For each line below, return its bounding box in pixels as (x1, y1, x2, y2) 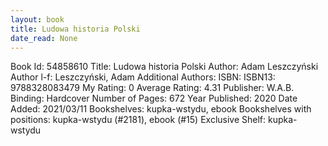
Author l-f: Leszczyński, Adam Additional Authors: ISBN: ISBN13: (10, 71, 276, 83)
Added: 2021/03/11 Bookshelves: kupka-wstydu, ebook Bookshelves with (10, 103, 312, 115)
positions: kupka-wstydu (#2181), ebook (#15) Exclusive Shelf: (10, 114, 267, 126)
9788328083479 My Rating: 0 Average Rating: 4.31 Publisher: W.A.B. (10, 82, 295, 94)
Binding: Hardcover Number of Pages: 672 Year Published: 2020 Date (10, 92, 298, 105)
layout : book (10, 14, 65, 25)
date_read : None (10, 33, 78, 43)
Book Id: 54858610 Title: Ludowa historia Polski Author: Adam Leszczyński (10, 61, 319, 73)
